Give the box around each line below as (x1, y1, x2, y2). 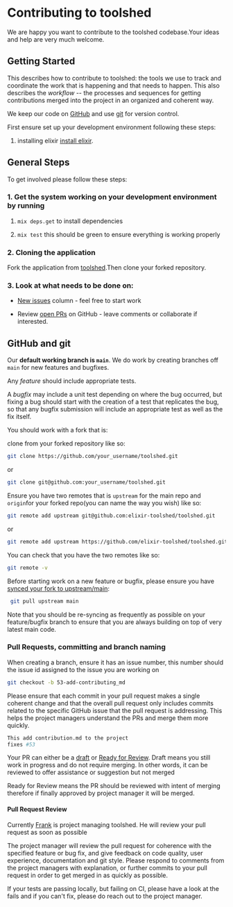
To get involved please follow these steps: (7, 175, 128, 183)
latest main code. (7, 625, 57, 633)
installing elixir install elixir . (17, 136, 94, 145)
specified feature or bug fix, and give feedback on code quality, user (7, 849, 203, 857)
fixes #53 (7, 741, 36, 748)
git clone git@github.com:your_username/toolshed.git (7, 479, 166, 486)
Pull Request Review (7, 805, 67, 814)
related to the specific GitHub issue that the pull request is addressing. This (7, 706, 223, 714)
